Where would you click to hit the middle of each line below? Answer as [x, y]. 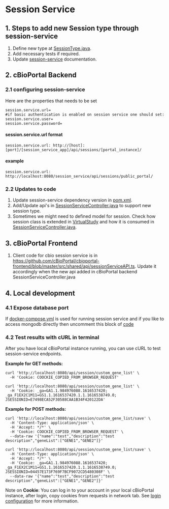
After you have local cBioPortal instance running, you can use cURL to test [83, 348]
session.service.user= [29, 119]
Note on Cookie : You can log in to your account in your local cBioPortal [80, 490]
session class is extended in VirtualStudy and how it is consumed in [83, 222]
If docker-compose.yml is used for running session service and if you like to [85, 319]
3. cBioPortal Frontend [41, 243]
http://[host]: [69, 145]
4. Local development [40, 293]
